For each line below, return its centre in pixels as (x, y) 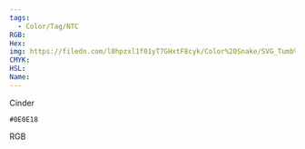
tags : (20, 18)
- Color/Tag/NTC (48, 26)
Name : (20, 77)
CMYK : (20, 60)
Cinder (22, 103)
